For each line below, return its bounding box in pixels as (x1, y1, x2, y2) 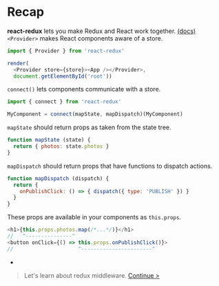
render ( (7, 60, 30, 67)
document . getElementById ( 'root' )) (13, 73, 112, 80)
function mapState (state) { (7, 137, 91, 144)
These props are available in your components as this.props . (7, 213, 181, 221)
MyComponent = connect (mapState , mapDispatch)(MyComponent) (7, 111, 184, 118)
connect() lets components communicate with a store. (7, 85, 161, 93)
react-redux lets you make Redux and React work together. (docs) (7, 27, 196, 35)
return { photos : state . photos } (13, 143, 109, 150)
